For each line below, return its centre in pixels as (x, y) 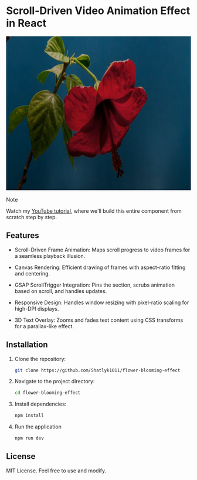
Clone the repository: (40, 359)
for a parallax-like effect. (44, 326)
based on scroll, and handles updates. (61, 291)
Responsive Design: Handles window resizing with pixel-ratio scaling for (102, 302)
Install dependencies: (40, 404)
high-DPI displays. (37, 308)
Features (23, 236)
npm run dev (29, 438)
